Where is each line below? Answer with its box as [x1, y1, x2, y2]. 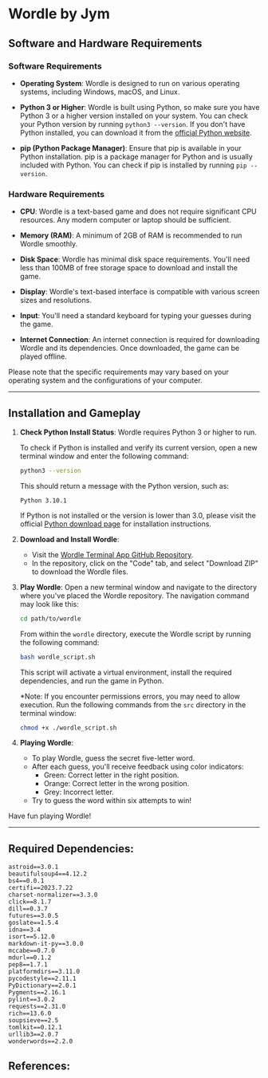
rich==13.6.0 [8, 1009, 52, 1017]
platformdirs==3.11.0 [8, 968, 81, 976]
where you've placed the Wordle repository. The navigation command [19, 591, 250, 600]
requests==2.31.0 [8, 1002, 66, 1011]
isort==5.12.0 [8, 933, 56, 941]
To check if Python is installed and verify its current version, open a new [19, 443, 258, 452]
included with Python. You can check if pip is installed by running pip [19, 160, 247, 170]
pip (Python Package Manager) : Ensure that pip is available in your [19, 143, 242, 152]
